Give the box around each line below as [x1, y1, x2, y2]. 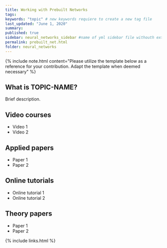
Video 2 [12, 129, 29, 135]
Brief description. [5, 96, 41, 102]
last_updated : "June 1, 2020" [5, 21, 68, 26]
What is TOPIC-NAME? [5, 83, 78, 92]
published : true [5, 30, 39, 35]
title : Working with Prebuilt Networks [5, 7, 88, 12]
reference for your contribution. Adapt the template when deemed [5, 63, 141, 69]
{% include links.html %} [5, 238, 56, 244]
